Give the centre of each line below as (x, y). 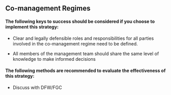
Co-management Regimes (48, 8)
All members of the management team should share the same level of (86, 54)
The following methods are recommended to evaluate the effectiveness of (86, 70)
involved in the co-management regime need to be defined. (75, 43)
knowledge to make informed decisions (54, 59)
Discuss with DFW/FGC (37, 87)
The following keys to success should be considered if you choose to (80, 21)
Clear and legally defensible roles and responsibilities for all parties (83, 38)
